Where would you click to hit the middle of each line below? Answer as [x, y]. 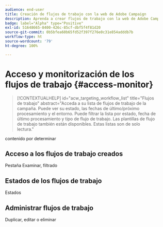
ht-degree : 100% [21, 46]
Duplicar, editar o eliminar [31, 219]
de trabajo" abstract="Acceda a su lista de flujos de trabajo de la [81, 103]
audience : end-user [25, 9]
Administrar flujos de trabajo [49, 208]
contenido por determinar [31, 138]
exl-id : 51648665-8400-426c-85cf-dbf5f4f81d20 [53, 28]
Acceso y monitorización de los [70, 74]
